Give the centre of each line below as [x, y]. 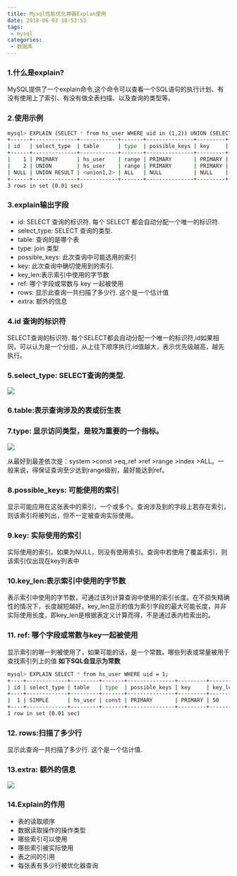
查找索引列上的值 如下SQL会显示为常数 [64, 661]
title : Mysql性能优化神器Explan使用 [57, 14]
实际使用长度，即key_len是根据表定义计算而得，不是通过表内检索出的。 [111, 615]
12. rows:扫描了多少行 [45, 733]
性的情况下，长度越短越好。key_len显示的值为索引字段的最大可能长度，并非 [117, 607]
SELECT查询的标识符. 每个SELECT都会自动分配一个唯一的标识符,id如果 [110, 338]
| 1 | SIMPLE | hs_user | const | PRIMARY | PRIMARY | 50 [113, 700]
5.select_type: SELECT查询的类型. [66, 375]
